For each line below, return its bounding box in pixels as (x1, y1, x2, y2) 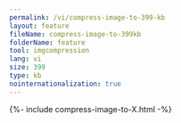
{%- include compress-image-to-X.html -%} (9, 103, 172, 114)
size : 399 (9, 63, 46, 72)
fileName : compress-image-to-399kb (9, 29, 142, 38)
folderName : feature (9, 37, 86, 47)
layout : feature (9, 21, 70, 30)
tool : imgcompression (9, 46, 90, 55)
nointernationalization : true (9, 79, 122, 88)
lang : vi (9, 54, 42, 63)
